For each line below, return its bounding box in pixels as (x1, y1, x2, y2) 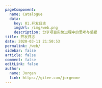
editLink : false (5, 62, 38, 66)
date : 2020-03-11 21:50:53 (5, 39, 60, 44)
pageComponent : (5, 7, 36, 12)
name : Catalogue (9, 12, 43, 17)
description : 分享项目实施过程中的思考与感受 (14, 30, 98, 35)
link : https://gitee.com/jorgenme (9, 75, 80, 80)
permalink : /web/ (5, 44, 41, 48)
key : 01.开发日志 (14, 21, 47, 26)
